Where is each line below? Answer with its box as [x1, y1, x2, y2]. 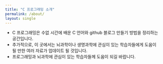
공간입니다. [12, 36, 34, 41]
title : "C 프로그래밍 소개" [5, 7, 55, 12]
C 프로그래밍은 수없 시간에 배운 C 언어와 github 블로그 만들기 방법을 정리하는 [12, 30, 158, 36]
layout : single [5, 16, 36, 21]
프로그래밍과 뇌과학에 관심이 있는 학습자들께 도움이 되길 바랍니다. [12, 54, 136, 60]
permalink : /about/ [5, 12, 45, 16]
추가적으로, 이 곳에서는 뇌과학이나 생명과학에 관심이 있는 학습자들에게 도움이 [12, 42, 157, 48]
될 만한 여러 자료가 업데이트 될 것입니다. [12, 48, 88, 53]
